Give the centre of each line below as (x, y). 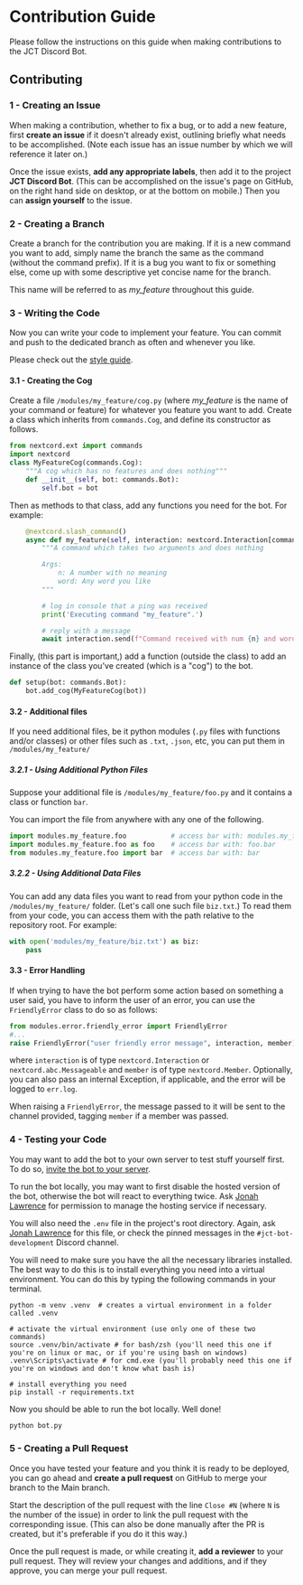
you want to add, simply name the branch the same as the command (137, 253)
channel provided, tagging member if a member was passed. (119, 1116)
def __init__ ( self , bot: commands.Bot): (102, 479)
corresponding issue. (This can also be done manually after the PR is (137, 1524)
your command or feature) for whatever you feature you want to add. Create (151, 410)
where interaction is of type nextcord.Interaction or (110, 1060)
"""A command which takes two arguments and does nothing (153, 549)
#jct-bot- (275, 1233)
